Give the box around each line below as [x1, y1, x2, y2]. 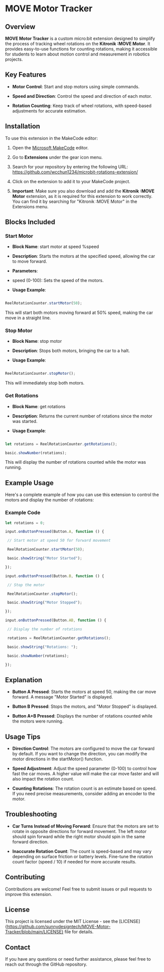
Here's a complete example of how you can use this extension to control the [5, 492, 159, 498]
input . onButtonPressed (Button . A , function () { [5, 529, 105, 534]
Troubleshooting [5, 810, 57, 818]
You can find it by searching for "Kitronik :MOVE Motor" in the [12, 198, 137, 204]
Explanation [5, 676, 43, 684]
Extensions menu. [12, 203, 49, 209]
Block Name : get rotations [12, 403, 66, 409]
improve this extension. [5, 891, 53, 897]
